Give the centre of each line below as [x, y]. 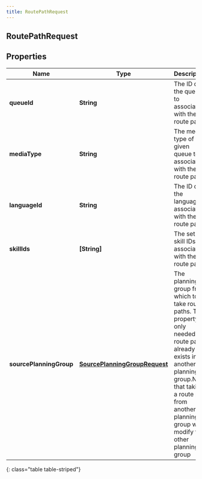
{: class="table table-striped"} [44, 469]
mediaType [26, 154]
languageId [26, 205]
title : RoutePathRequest [37, 12]
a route [184, 394]
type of [184, 139]
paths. [183, 311]
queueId [21, 102]
